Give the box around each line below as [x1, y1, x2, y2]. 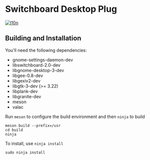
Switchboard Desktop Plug [5, 3, 117, 15]
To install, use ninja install [5, 140, 63, 146]
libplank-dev [12, 88, 38, 94]
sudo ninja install [5, 150, 46, 155]
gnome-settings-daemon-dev [12, 57, 73, 63]
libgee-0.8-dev [12, 73, 44, 79]
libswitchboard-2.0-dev [12, 62, 61, 68]
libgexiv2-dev [12, 78, 41, 83]
